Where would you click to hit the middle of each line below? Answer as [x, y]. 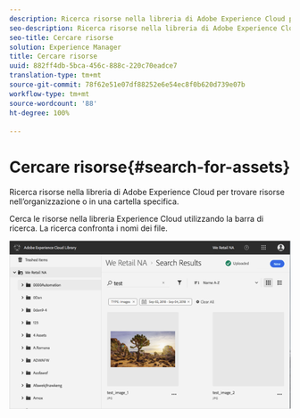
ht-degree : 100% [39, 113]
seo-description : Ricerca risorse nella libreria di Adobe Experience [143, 28]
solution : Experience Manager [66, 47]
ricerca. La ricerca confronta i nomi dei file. [88, 228]
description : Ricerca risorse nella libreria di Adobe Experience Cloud [147, 19]
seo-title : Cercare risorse [62, 37]
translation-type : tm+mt [55, 76]
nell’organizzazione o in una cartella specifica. [94, 201]
